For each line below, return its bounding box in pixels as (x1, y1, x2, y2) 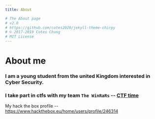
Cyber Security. (5, 79, 44, 86)
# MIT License (5, 34, 34, 39)
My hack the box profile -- (5, 103, 59, 109)
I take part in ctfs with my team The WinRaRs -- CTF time (5, 92, 139, 99)
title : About (5, 7, 32, 12)
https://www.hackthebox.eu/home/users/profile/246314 (5, 108, 119, 114)
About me (5, 55, 46, 67)
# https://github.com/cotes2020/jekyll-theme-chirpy (5, 25, 116, 30)
